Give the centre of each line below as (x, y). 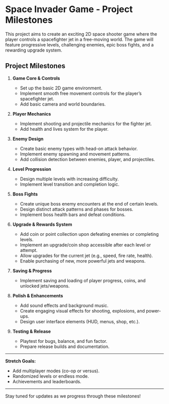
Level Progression (32, 169)
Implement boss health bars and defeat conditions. (73, 214)
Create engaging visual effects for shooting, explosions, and (82, 311)
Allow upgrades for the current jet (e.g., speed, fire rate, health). (87, 256)
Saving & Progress (32, 271)
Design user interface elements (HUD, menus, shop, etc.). (80, 321)
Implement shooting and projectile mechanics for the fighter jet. (86, 123)
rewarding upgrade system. (34, 50)
